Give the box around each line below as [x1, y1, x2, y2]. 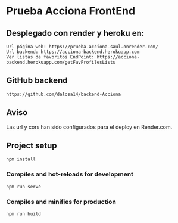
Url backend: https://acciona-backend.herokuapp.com [6, 49, 140, 55]
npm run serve [6, 184, 42, 190]
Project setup [6, 141, 58, 151]
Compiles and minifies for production [6, 197, 116, 206]
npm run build [6, 211, 42, 217]
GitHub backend [6, 76, 68, 86]
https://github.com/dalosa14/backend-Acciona [6, 91, 121, 97]
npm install [6, 156, 36, 162]
